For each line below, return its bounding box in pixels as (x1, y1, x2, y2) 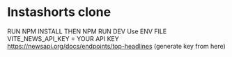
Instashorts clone (7, 4, 111, 20)
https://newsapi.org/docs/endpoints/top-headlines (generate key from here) (7, 42, 226, 50)
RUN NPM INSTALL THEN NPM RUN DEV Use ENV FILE (7, 27, 167, 35)
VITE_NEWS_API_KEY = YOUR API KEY (7, 34, 120, 42)
